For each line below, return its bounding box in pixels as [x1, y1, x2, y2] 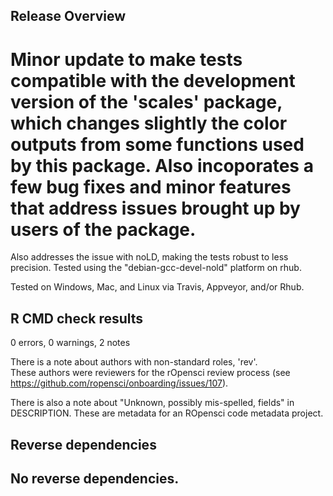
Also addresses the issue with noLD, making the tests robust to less [10, 251, 289, 263]
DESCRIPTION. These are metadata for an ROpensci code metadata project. [10, 407, 324, 419]
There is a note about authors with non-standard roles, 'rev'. [10, 356, 258, 368]
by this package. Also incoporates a [10, 154, 314, 177]
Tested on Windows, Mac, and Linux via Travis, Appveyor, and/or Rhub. [10, 281, 305, 293]
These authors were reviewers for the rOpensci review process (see [10, 367, 291, 379]
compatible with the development [10, 69, 296, 92]
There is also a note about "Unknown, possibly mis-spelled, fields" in [10, 397, 295, 409]
